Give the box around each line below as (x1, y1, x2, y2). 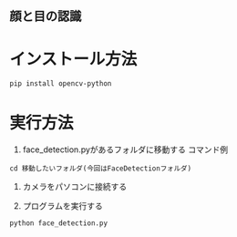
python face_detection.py (9, 219, 108, 228)
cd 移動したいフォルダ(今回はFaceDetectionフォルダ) (9, 164, 192, 173)
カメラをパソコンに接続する (22, 181, 128, 192)
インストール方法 (9, 48, 138, 69)
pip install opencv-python (9, 79, 112, 88)
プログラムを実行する (22, 201, 103, 211)
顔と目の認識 (9, 8, 82, 25)
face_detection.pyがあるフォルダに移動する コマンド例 (22, 144, 229, 155)
